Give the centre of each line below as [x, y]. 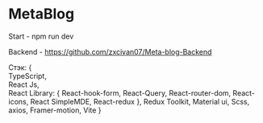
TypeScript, [27, 76]
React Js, [24, 84]
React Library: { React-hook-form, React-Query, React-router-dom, [120, 92]
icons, [19, 101]
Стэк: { [20, 67]
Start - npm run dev [41, 36]
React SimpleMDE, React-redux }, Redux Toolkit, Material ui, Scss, [140, 101]
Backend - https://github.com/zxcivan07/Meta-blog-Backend [110, 51]
